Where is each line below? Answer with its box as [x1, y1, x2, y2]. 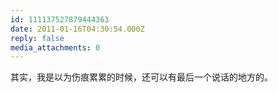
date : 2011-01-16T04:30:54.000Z [10, 24, 145, 34]
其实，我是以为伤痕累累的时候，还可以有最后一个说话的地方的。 [10, 71, 273, 83]
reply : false [10, 33, 65, 43]
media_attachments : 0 [10, 42, 101, 53]
